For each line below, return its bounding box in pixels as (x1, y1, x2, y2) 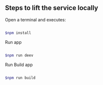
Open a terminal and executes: (5, 17, 66, 22)
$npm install (5, 30, 31, 35)
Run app (5, 39, 22, 45)
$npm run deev (5, 53, 34, 58)
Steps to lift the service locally (5, 4, 98, 12)
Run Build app (5, 62, 33, 68)
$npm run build (5, 75, 36, 80)
